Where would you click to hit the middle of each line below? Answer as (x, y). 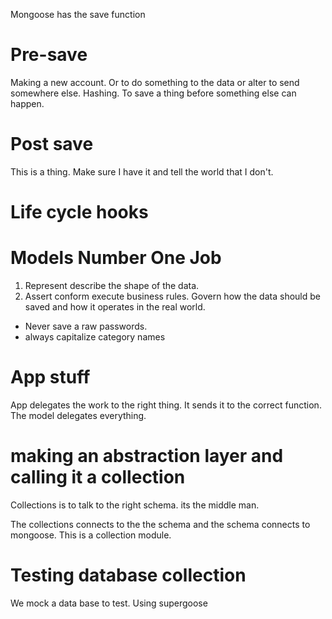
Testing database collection (128, 575)
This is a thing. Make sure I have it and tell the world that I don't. (142, 171)
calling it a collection (98, 477)
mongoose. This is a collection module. (91, 535)
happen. (27, 103)
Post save (52, 144)
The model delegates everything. (78, 415)
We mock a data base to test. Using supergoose (109, 603)
